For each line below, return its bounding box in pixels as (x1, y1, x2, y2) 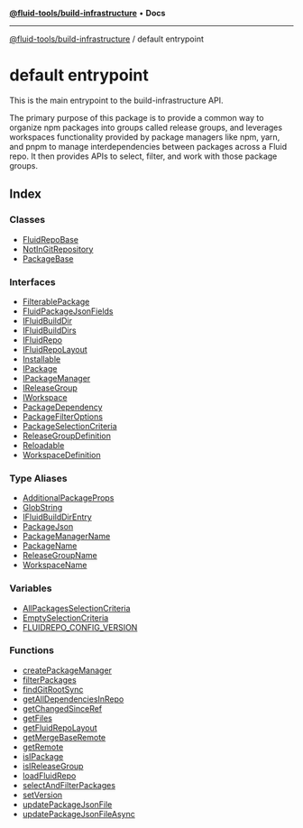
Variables (9, 582, 52, 594)
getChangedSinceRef (22, 703, 103, 713)
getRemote (22, 741, 64, 752)
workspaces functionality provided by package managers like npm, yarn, (9, 131, 280, 143)
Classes (9, 214, 46, 226)
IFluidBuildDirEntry (22, 511, 92, 522)
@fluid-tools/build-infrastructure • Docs (9, 8, 166, 18)
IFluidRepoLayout (22, 344, 87, 354)
